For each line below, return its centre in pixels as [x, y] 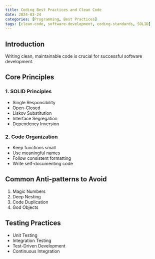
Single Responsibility [34, 102]
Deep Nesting [26, 196]
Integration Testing [32, 240]
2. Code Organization [32, 137]
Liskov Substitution [32, 113]
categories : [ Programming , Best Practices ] [51, 19]
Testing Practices [33, 223]
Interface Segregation [35, 118]
